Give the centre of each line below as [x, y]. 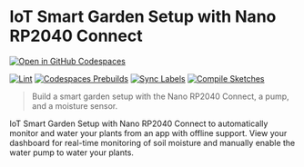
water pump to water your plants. [72, 152]
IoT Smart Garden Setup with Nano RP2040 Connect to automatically [139, 123]
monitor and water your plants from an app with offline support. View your [148, 133]
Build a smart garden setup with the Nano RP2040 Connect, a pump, [160, 96]
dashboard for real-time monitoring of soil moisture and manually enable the [152, 142]
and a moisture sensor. [75, 105]
